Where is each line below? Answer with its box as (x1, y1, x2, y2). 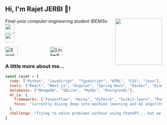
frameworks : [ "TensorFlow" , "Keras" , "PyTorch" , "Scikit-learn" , (14, 97, 153, 102)
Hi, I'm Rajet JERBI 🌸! (5, 5, 71, 13)
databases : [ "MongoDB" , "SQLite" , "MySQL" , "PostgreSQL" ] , (9, 88, 135, 93)
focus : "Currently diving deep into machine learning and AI (14, 102, 143, 107)
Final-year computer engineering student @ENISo (5, 18, 108, 24)
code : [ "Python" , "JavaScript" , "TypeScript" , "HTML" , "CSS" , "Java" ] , (9, 78, 162, 83)
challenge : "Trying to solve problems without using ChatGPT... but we (9, 111, 162, 116)
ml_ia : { (9, 92, 28, 97)
